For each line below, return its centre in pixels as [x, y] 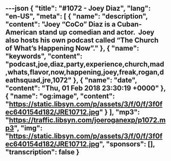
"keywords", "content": [44, 56]
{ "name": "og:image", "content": [60, 96]
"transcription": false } [42, 152]
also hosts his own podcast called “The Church [82, 40]
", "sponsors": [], [127, 144]
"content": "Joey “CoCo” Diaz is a [60, 24]
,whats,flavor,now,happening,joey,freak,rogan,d [85, 72]
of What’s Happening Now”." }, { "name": [72, 48]
